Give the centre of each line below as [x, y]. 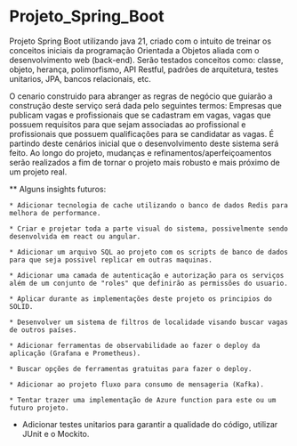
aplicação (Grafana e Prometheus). [75, 353]
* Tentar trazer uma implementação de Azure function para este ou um [143, 400]
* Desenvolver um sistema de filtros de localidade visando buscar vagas [149, 322]
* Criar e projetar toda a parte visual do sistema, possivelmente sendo [149, 229]
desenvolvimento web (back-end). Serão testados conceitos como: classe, [146, 60]
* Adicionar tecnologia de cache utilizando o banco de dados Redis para [149, 205]
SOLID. [21, 306]
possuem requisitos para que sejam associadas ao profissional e [128, 124]
